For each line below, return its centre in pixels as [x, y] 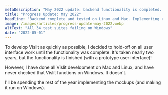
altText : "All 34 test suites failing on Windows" [59, 28]
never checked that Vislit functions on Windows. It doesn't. [66, 72]
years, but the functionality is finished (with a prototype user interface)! [79, 57]
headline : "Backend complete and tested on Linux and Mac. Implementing [82, 19]
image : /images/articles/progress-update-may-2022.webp [64, 24]
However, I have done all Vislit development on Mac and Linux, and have [80, 67]
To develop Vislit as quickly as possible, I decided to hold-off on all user [79, 47]
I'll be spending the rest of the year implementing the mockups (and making [83, 82]
